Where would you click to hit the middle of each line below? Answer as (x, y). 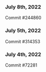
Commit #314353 (23, 41)
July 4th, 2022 (23, 54)
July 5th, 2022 (23, 31)
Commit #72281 (21, 65)
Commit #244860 (23, 18)
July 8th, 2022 (23, 7)
